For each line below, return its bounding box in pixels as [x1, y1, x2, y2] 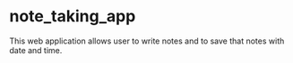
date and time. [9, 44, 63, 55]
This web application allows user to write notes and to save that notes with [9, 35, 285, 46]
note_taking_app [9, 6, 136, 27]
